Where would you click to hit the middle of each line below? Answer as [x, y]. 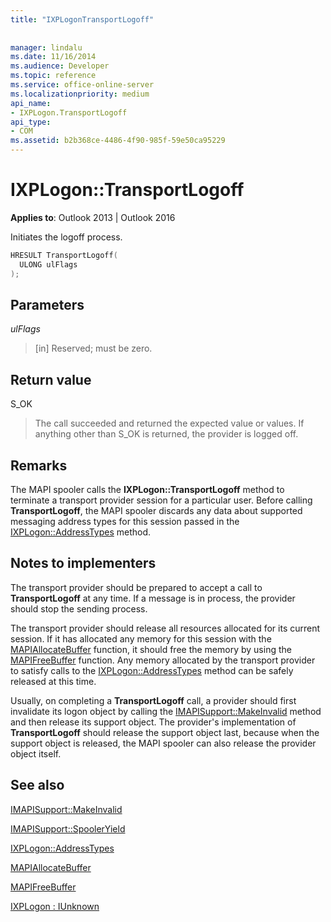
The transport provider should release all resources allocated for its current [165, 628]
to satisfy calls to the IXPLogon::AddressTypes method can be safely [152, 670]
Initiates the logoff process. [66, 237]
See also [37, 785]
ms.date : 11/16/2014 [53, 57]
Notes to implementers [83, 563]
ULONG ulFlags [48, 264]
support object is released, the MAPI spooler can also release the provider [163, 743]
